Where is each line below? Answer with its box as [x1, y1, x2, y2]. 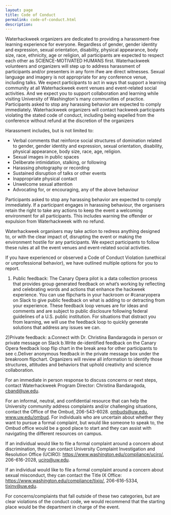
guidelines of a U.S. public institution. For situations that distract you [12, 313, 157, 320]
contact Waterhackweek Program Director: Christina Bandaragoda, [5, 383, 146, 389]
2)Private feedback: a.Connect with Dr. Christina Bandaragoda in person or [5, 334, 163, 341]
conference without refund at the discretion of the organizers [5, 117, 134, 124]
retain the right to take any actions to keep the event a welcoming [5, 207, 143, 213]
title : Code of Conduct [5, 12, 56, 17]
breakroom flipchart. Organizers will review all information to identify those [5, 356, 162, 362]
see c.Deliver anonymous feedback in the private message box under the [5, 351, 159, 357]
